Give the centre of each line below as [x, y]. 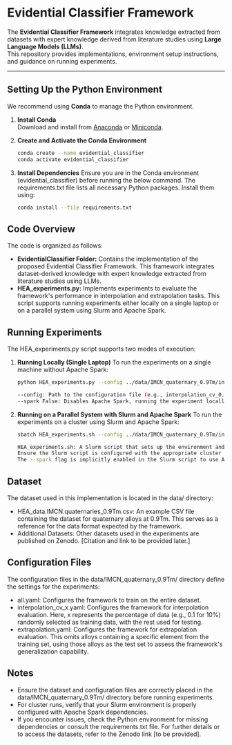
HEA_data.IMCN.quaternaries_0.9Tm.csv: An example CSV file [106, 511]
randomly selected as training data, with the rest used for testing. [110, 622]
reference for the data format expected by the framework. [99, 526]
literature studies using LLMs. [59, 281]
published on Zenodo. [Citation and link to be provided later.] [104, 540]
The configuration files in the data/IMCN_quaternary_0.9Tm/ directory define [116, 579]
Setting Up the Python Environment [85, 90]
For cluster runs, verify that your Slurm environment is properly [107, 704]
